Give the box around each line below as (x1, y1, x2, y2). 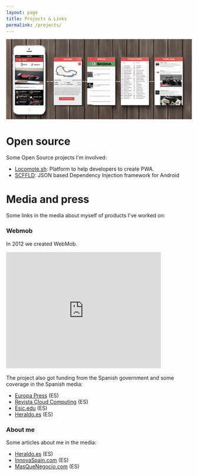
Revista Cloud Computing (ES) (14, 398, 88, 405)
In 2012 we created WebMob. (6, 240, 78, 247)
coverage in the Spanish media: (6, 380, 83, 387)
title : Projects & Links (6, 15, 67, 22)
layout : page (6, 9, 38, 15)
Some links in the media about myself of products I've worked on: (6, 212, 166, 219)
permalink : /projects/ (6, 22, 62, 28)
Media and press (6, 193, 90, 206)
